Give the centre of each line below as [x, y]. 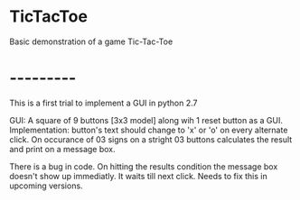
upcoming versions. [46, 186]
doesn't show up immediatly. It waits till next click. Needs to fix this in [139, 176]
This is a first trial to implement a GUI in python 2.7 [103, 103]
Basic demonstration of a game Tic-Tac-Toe [91, 41]
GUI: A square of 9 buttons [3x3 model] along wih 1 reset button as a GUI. [146, 120]
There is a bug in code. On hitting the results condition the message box [144, 166]
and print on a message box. [62, 149]
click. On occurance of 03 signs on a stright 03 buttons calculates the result [151, 139]
